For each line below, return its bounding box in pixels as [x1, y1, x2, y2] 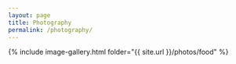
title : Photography [8, 19, 72, 27]
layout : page [8, 11, 51, 20]
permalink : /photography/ [8, 26, 93, 34]
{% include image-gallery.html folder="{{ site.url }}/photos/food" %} [8, 48, 229, 57]
